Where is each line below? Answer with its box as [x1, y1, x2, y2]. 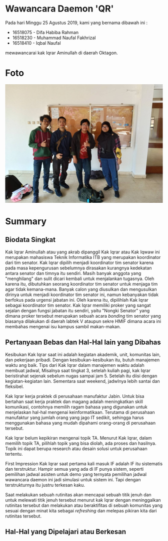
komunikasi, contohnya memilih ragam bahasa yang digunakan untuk [5, 403, 147, 410]
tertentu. [5, 451, 23, 457]
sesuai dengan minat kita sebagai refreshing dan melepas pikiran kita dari [5, 507, 157, 513]
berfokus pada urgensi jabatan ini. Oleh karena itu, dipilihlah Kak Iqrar [5, 297, 148, 303]
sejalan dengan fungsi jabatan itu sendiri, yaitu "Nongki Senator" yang [5, 307, 150, 314]
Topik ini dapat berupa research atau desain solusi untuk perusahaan [5, 445, 147, 452]
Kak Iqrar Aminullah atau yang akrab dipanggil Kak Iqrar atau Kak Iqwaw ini [5, 249, 160, 255]
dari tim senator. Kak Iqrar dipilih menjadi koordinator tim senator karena [5, 259, 154, 265]
